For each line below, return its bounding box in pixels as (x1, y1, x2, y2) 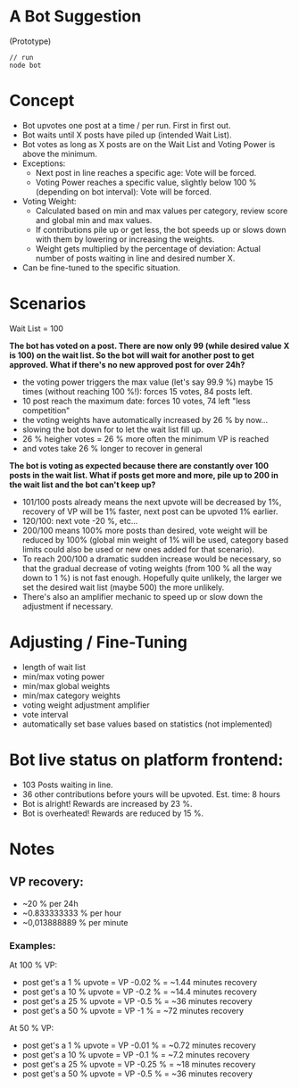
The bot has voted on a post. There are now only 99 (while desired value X (9, 340, 290, 351)
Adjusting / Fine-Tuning (9, 632, 187, 652)
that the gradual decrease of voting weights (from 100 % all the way (21, 562, 272, 573)
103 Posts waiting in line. (21, 779, 113, 790)
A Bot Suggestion (9, 6, 142, 27)
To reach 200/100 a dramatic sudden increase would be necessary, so (21, 553, 282, 564)
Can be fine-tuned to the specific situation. (21, 262, 180, 273)
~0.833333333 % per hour (21, 908, 122, 918)
